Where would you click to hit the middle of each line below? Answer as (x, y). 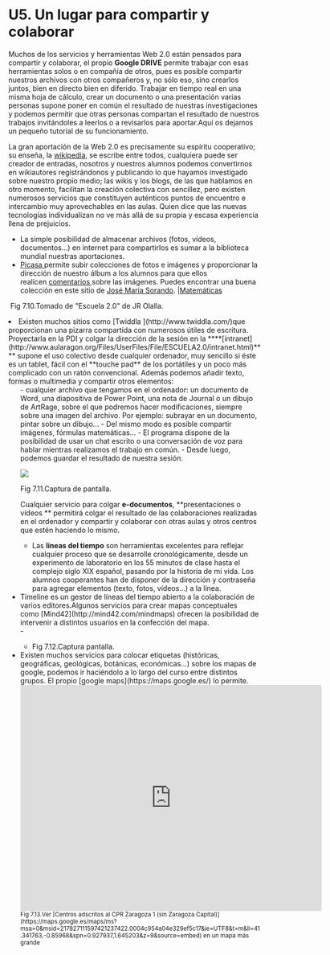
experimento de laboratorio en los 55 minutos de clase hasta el (136, 562)
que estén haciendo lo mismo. (70, 530)
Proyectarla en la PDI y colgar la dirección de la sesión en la (107, 338)
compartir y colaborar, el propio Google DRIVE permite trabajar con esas (128, 63)
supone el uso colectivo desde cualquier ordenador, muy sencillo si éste (137, 355)
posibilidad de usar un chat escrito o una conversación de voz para (131, 441)
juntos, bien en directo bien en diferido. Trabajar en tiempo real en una (125, 88)
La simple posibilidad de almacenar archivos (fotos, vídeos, (118, 239)
